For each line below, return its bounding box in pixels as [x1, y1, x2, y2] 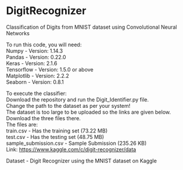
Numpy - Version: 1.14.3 [6, 47, 63, 54]
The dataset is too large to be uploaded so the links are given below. [6, 108, 171, 115]
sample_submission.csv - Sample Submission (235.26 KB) [6, 140, 147, 147]
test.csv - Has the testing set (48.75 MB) [6, 133, 104, 140]
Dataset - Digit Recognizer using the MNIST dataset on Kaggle [6, 157, 157, 164]
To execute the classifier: [6, 90, 67, 97]
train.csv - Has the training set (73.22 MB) [6, 127, 108, 134]
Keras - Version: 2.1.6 [6, 60, 57, 67]
